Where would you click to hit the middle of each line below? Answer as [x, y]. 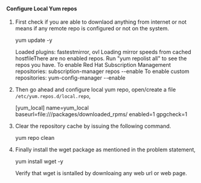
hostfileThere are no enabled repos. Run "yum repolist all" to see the [101, 58]
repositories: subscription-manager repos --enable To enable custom [102, 71]
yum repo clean [35, 138]
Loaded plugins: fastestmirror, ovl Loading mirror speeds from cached [103, 52]
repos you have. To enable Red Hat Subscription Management [93, 65]
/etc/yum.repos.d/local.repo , [53, 96]
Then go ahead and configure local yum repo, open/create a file [95, 90]
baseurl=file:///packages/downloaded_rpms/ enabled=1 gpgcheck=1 [101, 114]
